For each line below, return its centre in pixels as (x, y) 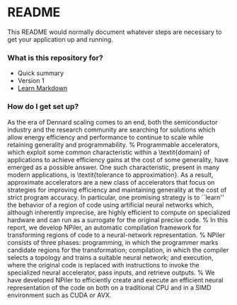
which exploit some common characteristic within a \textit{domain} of (109, 152)
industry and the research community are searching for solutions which (111, 130)
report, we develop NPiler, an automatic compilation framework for (104, 227)
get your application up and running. (60, 39)
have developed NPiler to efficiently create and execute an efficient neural (115, 280)
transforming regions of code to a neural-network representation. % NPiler (116, 235)
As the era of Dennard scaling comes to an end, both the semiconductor (112, 122)
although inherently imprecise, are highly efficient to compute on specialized (119, 212)
